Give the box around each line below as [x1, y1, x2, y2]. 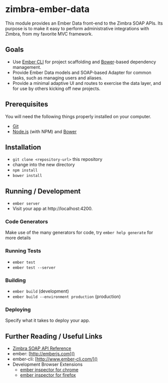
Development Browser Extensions [12, 361, 83, 367]
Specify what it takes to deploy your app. [5, 318, 91, 324]
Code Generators [5, 218, 48, 225]
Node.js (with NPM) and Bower [12, 128, 77, 134]
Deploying [5, 306, 31, 313]
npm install [12, 168, 38, 173]
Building [5, 276, 26, 283]
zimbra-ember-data [5, 4, 90, 15]
